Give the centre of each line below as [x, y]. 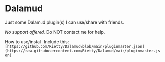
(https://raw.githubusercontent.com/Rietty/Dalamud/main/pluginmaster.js [83, 51]
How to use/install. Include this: [37, 41]
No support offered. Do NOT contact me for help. [55, 32]
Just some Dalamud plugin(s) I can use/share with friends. [65, 22]
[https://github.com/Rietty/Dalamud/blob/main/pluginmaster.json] [75, 46]
